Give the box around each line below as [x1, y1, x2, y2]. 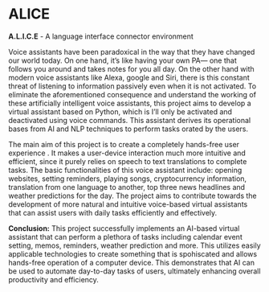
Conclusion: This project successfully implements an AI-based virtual [8, 223, 240, 233]
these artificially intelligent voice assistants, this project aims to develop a [8, 98, 251, 108]
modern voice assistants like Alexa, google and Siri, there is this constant [8, 72, 251, 82]
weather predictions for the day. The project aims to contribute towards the [8, 191, 257, 200]
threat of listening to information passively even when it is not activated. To [8, 81, 257, 91]
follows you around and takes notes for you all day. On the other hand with [8, 64, 255, 73]
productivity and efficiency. [8, 274, 99, 284]
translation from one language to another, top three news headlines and [8, 182, 246, 191]
